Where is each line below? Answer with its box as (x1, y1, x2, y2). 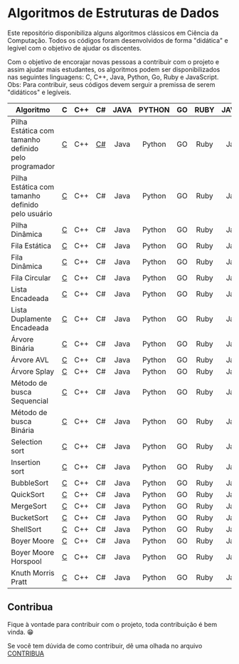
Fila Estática (11, 240, 52, 250)
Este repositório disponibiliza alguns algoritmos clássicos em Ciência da (7, 29, 219, 37)
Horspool (11, 556, 42, 566)
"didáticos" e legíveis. (7, 88, 72, 96)
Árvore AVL (11, 354, 49, 364)
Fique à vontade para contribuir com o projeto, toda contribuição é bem (7, 620, 218, 628)
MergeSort (11, 501, 48, 511)
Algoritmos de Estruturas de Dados (7, 5, 219, 21)
